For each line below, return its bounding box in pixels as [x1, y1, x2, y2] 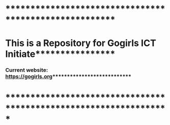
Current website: [5, 67, 48, 74]
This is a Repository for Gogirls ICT [5, 37, 157, 49]
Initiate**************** [5, 48, 116, 60]
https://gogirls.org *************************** [5, 73, 132, 80]
